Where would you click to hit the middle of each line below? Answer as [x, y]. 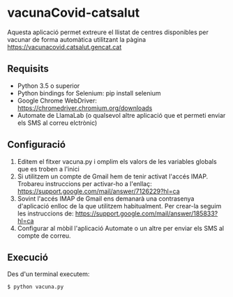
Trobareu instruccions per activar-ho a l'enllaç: [84, 183]
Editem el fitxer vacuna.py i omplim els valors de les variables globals [117, 161]
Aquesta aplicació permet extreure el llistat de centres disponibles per [108, 32]
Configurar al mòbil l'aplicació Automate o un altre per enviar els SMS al [121, 228]
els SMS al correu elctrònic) [57, 123]
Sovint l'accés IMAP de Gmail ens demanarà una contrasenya [106, 198]
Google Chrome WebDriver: [57, 100]
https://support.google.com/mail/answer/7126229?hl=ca [98, 191]
